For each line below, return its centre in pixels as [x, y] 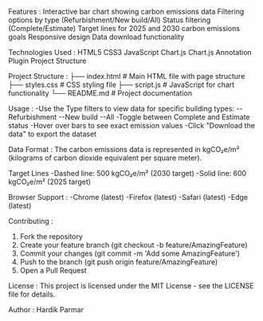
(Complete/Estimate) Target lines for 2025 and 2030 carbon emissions [124, 28]
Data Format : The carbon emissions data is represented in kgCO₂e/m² [124, 149]
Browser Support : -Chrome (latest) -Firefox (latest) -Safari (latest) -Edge [128, 197]
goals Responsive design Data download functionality [96, 37]
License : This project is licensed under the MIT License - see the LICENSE [131, 286]
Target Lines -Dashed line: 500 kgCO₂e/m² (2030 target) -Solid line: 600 [128, 173]
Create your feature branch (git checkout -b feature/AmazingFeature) [134, 245]
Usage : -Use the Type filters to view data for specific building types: [122, 108]
